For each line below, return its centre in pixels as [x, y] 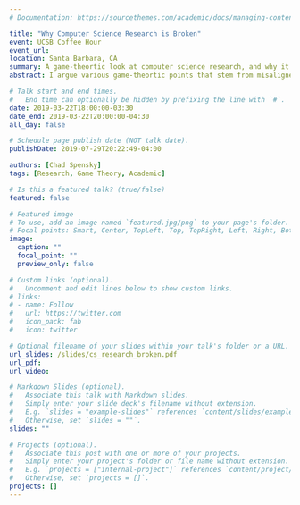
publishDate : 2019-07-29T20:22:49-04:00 [86, 149]
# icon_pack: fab [46, 322]
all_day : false [37, 125]
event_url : [29, 50]
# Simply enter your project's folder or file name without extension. [150, 461]
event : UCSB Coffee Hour [55, 42]
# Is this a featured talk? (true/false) [87, 189]
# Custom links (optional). [62, 280]
